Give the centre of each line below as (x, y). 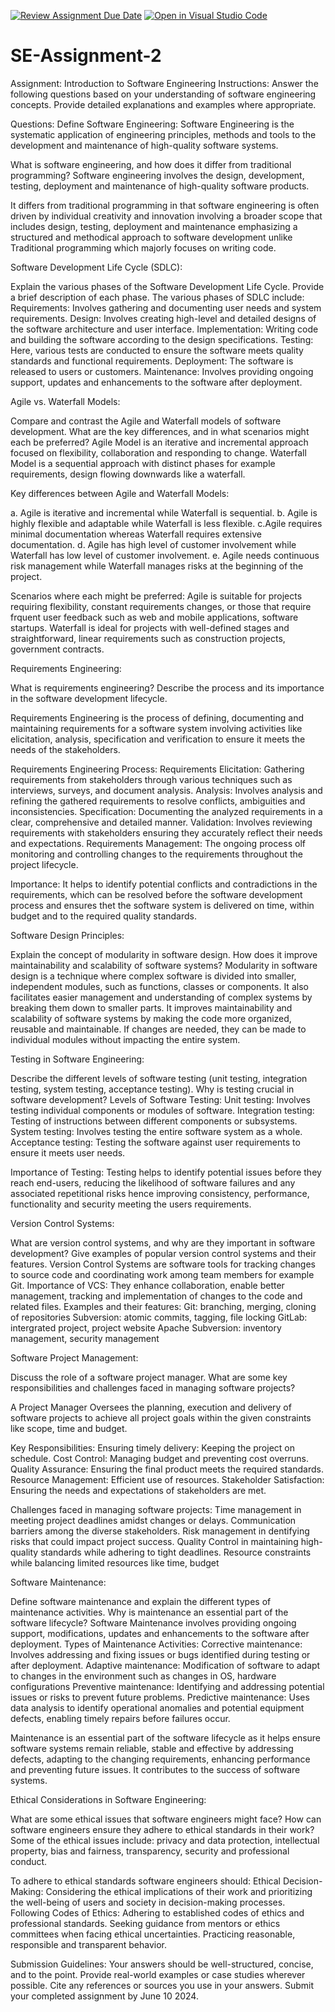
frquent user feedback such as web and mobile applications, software (154, 617)
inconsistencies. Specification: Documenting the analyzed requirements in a (166, 811)
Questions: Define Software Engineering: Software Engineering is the (152, 124)
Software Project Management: (74, 1357)
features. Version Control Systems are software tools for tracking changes (163, 1264)
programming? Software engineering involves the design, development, (157, 175)
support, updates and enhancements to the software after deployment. (156, 382)
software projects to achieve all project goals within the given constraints (161, 1417)
